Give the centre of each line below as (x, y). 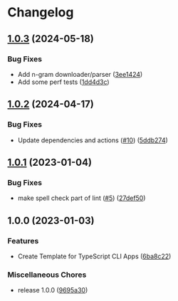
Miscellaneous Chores (47, 275)
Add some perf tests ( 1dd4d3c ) (63, 82)
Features (23, 241)
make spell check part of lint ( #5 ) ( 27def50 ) (82, 198)
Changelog (41, 12)
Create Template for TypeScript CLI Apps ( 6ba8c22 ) (94, 256)
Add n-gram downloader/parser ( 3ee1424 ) (80, 74)
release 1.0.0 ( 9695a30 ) (53, 290)
